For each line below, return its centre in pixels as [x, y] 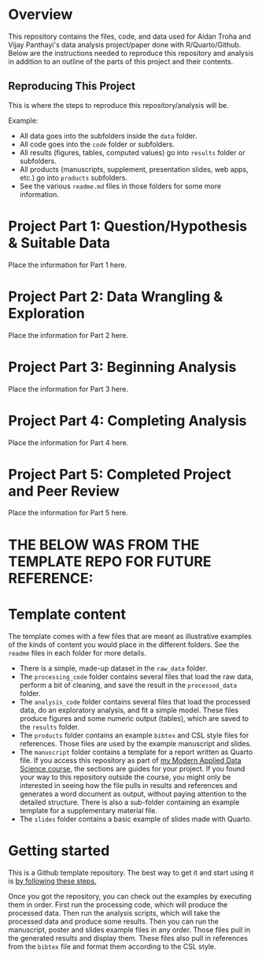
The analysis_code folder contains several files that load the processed [135, 701]
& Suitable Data [59, 243]
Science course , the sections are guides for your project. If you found [132, 768]
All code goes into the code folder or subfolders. [97, 144]
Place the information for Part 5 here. [68, 513]
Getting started [59, 851]
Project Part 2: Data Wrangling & [116, 296]
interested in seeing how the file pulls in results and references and [128, 785]
